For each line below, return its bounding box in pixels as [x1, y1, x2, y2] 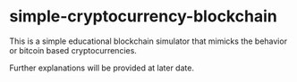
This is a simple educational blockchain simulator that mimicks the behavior [9, 36, 288, 46]
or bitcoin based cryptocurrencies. [9, 45, 137, 55]
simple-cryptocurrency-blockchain [9, 6, 277, 27]
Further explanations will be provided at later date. [9, 62, 195, 73]
